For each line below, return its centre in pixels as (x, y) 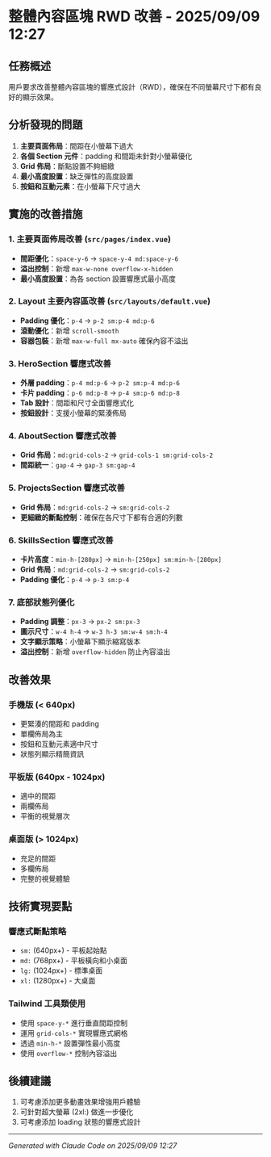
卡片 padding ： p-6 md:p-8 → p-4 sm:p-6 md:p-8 (100, 393)
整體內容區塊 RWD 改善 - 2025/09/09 (134, 17)
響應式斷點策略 (38, 931)
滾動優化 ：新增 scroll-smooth (69, 330)
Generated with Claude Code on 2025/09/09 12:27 (93, 1146)
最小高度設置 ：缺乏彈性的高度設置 (77, 176)
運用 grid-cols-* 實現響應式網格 (74, 1033)
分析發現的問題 (46, 125)
